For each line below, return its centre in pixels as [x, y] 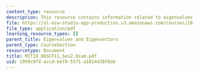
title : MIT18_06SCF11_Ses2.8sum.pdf [51, 56]
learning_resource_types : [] [42, 34]
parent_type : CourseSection [41, 45]
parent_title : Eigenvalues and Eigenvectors [62, 39]
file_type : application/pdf [41, 28]
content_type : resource [36, 12]
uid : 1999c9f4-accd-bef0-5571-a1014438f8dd [61, 61]
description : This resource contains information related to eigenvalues [100, 17]
